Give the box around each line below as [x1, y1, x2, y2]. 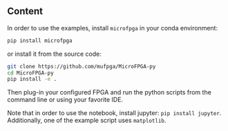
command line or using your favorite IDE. [7, 96, 123, 104]
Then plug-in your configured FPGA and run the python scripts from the [7, 88, 212, 97]
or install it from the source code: [7, 50, 102, 58]
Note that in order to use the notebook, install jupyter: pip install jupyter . [7, 109, 222, 117]
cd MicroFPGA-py [7, 69, 54, 77]
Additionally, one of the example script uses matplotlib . [7, 117, 167, 125]
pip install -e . [7, 76, 57, 83]
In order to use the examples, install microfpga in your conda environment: [7, 23, 218, 32]
